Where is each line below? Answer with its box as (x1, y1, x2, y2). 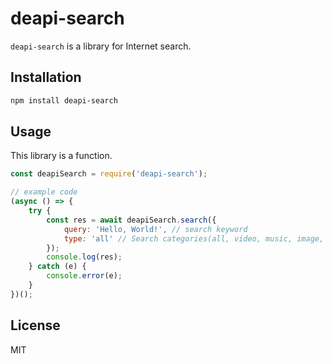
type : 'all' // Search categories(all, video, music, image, (63, 233, 325, 244)
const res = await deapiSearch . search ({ (46, 215, 217, 225)
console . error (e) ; (46, 271, 123, 281)
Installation (10, 69, 82, 86)
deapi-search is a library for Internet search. (10, 40, 192, 52)
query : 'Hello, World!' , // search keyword (63, 224, 248, 234)
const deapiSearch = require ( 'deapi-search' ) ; (10, 169, 208, 179)
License (10, 317, 61, 334)
